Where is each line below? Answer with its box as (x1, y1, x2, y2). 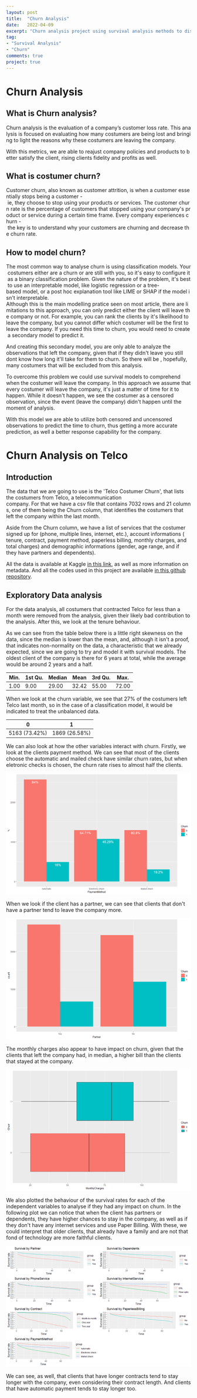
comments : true (6, 53, 43, 59)
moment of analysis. (6, 404, 55, 411)
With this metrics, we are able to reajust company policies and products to (6, 147, 186, 155)
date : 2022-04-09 (6, 22, 54, 28)
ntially (6, 193, 21, 200)
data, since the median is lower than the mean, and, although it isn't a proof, (6, 636, 189, 643)
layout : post (6, 9, 38, 15)
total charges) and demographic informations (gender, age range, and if (6, 543, 180, 550)
